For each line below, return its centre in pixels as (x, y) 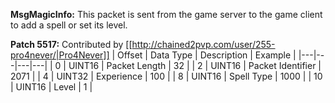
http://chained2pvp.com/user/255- (203, 44)
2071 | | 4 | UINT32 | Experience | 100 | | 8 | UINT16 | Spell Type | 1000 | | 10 (166, 76)
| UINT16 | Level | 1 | (51, 87)
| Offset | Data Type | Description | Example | (204, 55)
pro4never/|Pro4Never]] (60, 55)
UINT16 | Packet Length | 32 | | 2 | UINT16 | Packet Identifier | (195, 65)
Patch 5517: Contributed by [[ (71, 44)
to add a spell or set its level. (69, 25)
